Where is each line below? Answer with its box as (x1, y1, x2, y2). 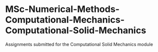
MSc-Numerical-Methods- (5, 3, 120, 15)
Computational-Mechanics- (5, 14, 125, 25)
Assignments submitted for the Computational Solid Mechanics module (5, 41, 153, 47)
